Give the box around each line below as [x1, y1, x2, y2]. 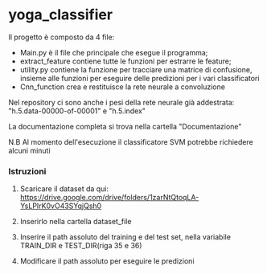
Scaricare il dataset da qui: [19, 184, 109, 194]
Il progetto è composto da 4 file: [8, 32, 115, 42]
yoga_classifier [8, 6, 113, 24]
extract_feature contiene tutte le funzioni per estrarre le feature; [19, 56, 232, 66]
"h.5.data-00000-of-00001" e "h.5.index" [8, 106, 146, 116]
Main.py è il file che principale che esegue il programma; [19, 47, 208, 57]
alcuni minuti [8, 145, 51, 155]
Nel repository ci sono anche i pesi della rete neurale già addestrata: [8, 97, 235, 107]
